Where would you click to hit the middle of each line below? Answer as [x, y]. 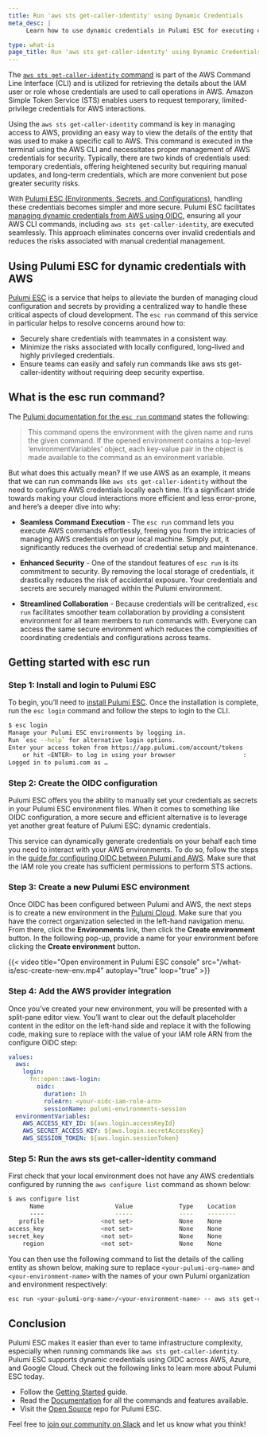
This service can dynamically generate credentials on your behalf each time [132, 841]
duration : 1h [65, 1094]
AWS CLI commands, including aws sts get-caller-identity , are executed [131, 225]
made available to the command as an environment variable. [126, 457]
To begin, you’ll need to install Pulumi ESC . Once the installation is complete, [133, 702]
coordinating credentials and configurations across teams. [115, 637]
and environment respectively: [58, 1284]
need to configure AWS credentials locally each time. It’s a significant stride [132, 490]
